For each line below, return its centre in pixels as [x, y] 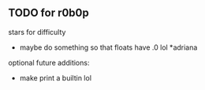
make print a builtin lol [56, 77]
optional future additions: [49, 62]
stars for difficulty [37, 32]
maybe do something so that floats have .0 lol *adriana [108, 47]
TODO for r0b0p [48, 13]
